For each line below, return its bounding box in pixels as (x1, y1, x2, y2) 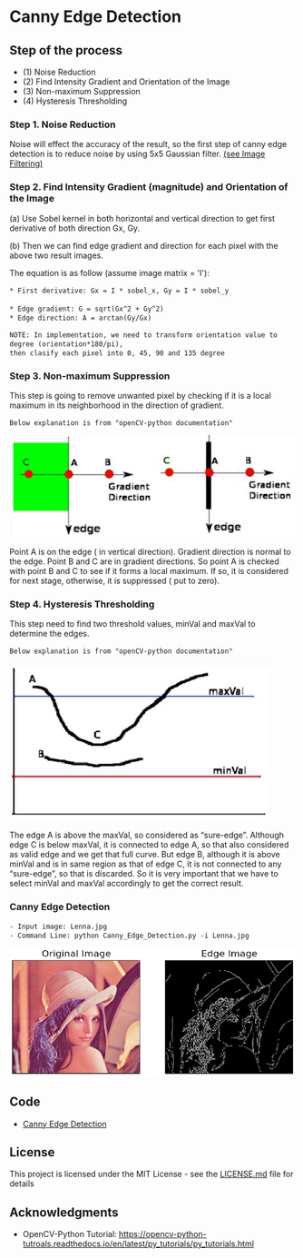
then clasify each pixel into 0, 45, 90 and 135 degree (9, 348, 225, 358)
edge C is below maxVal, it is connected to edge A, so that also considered (9, 839, 289, 850)
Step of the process (9, 43, 123, 58)
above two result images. (9, 250, 104, 261)
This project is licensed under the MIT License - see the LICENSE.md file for (9, 1169, 294, 1180)
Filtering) (9, 158, 44, 169)
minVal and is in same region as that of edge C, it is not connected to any (9, 858, 282, 869)
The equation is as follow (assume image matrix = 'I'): (9, 267, 210, 278)
